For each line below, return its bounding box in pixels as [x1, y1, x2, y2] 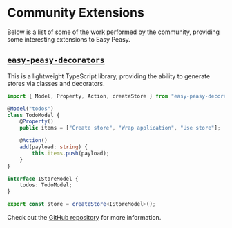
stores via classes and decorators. [7, 79, 105, 87]
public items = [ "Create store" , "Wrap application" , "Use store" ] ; [19, 125, 221, 132]
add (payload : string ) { [19, 143, 88, 150]
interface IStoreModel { [7, 175, 79, 182]
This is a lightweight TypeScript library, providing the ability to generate [7, 71, 211, 80]
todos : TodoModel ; [19, 182, 72, 188]
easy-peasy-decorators [7, 55, 105, 65]
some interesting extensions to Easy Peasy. [7, 35, 131, 43]
